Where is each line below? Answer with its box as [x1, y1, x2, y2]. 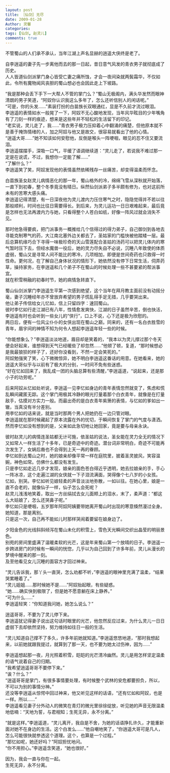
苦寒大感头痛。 [18, 190, 50, 196]
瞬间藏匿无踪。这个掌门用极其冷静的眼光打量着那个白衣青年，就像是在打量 [9, 391, 165, 397]
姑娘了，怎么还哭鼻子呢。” [14, 497, 67, 503]
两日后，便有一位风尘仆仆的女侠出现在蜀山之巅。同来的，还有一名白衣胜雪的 [5, 319, 165, 325]
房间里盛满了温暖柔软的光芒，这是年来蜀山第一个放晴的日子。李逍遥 [18, 539, 160, 545]
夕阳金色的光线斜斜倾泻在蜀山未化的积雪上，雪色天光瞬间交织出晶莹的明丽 [5, 526, 160, 533]
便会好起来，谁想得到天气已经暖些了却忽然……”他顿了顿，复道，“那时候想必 [5, 342, 163, 348]
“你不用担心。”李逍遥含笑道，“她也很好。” [5, 745, 89, 751]
